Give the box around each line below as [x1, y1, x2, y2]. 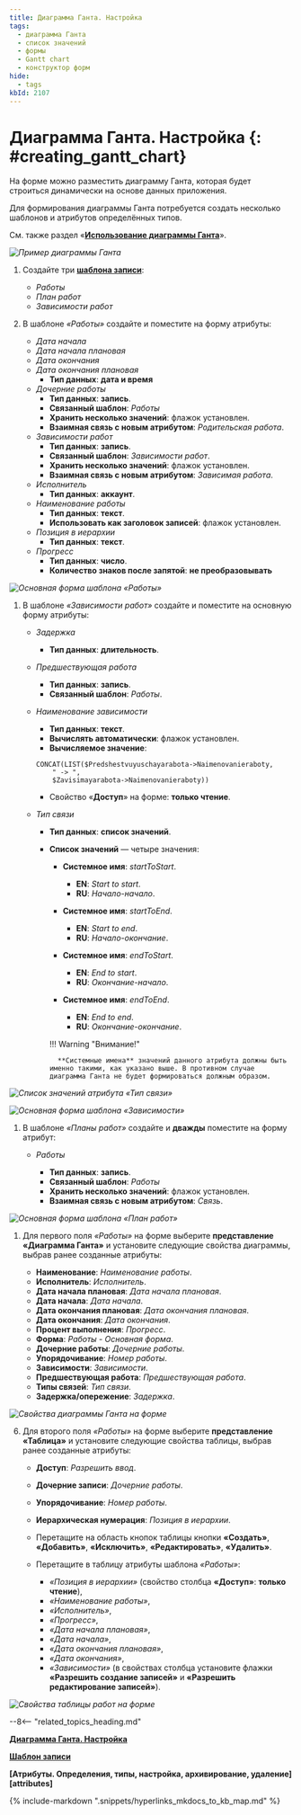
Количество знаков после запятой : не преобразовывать [49, 565, 272, 576]
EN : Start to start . [75, 878, 141, 890]
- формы [17, 47, 47, 56]
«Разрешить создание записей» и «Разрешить [49, 1672, 236, 1683]
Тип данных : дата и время [49, 374, 154, 385]
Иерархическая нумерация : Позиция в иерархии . [35, 1515, 231, 1526]
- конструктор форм [17, 64, 91, 73]
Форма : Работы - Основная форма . [35, 1334, 173, 1345]
